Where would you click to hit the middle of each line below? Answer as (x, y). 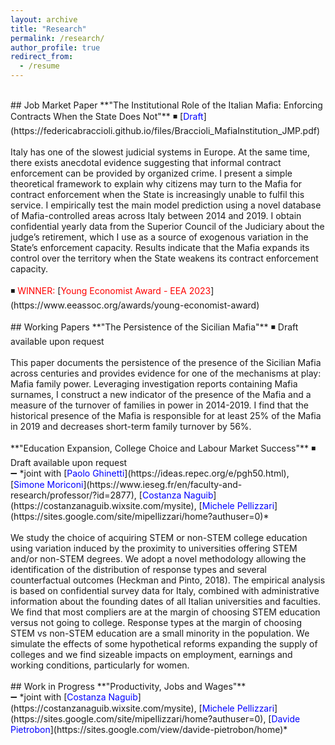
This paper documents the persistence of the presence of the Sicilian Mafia (166, 362)
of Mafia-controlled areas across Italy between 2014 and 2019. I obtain (156, 215)
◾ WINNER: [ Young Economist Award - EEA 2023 (111, 290)
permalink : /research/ (57, 38)
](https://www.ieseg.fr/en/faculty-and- (163, 484)
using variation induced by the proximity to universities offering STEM (154, 548)
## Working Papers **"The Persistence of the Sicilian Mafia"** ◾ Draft (154, 327)
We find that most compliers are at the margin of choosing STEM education (165, 612)
